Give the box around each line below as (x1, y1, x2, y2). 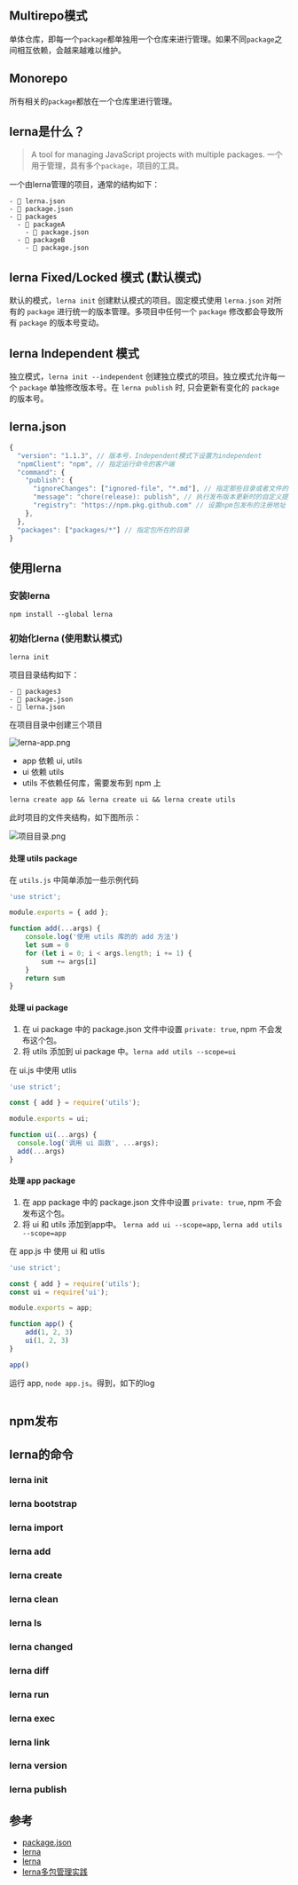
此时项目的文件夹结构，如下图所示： (9, 812, 142, 823)
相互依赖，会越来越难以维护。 (16, 44, 126, 55)
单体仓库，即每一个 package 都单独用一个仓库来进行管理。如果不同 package (9, 34, 275, 44)
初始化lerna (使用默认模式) (9, 632, 123, 644)
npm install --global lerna (9, 611, 114, 619)
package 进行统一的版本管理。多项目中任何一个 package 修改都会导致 (26, 306, 276, 317)
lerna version (9, 1760, 68, 1772)
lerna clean (9, 1593, 59, 1605)
